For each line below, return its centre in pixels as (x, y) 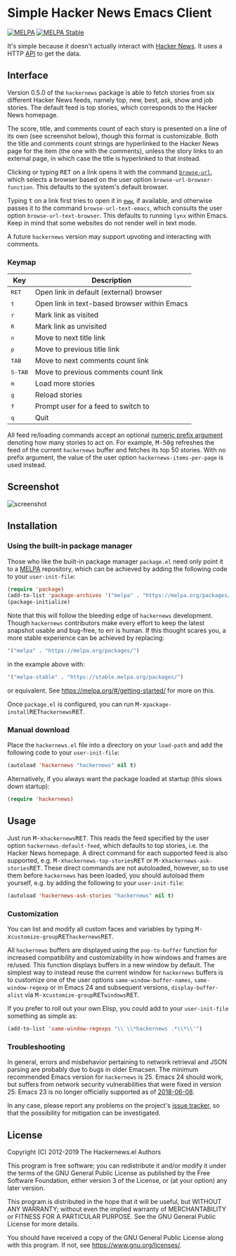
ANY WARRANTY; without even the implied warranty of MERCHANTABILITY (117, 1209)
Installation (32, 526)
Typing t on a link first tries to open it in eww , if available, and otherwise (110, 200)
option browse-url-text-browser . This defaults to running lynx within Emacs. (118, 215)
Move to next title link (70, 338)
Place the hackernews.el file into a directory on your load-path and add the (115, 745)
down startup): (29, 786)
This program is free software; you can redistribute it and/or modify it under (117, 1165)
